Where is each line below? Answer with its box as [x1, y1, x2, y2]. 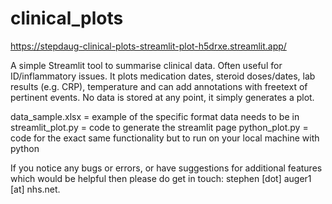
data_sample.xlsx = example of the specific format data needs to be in [10, 110, 300, 122]
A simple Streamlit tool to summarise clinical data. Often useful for [10, 59, 283, 71]
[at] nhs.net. [10, 183, 61, 195]
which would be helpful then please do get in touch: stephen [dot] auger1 [10, 172, 312, 184]
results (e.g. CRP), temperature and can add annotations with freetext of [10, 80, 308, 92]
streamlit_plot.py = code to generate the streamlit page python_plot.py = [10, 121, 309, 133]
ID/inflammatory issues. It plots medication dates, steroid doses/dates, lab [10, 70, 316, 82]
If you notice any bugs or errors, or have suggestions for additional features [10, 162, 323, 174]
